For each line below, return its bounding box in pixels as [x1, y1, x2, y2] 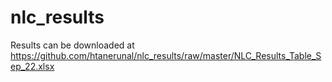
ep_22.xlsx [10, 60, 55, 72]
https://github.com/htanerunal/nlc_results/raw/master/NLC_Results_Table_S [10, 49, 322, 61]
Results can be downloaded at [10, 39, 135, 51]
